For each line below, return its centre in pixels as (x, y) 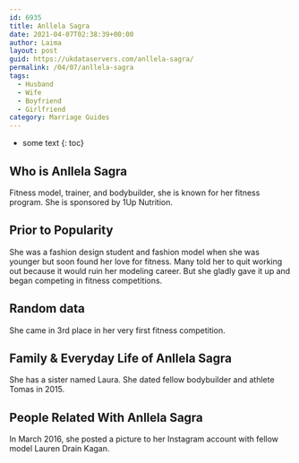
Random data (47, 309)
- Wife (30, 92)
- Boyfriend (40, 101)
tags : (19, 76)
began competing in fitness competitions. (86, 280)
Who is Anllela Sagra (68, 171)
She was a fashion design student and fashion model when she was (134, 252)
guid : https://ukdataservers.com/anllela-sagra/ (102, 59)
